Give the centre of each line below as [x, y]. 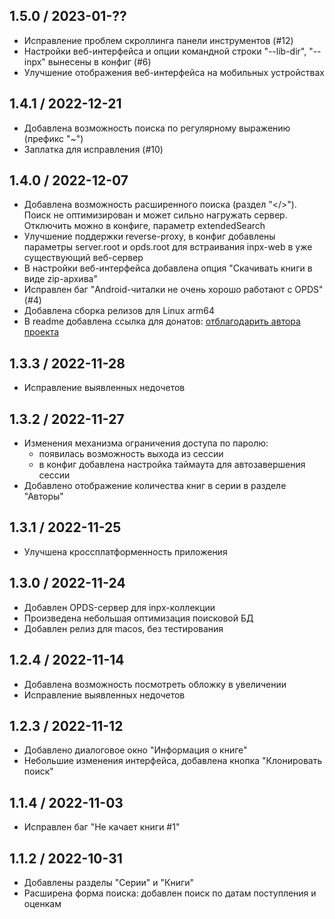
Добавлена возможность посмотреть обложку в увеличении [155, 684]
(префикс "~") [53, 138]
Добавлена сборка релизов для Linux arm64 [119, 311]
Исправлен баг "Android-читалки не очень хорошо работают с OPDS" [173, 290]
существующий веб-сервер [83, 258]
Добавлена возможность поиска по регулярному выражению [157, 128]
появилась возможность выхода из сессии [131, 454]
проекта [41, 332]
